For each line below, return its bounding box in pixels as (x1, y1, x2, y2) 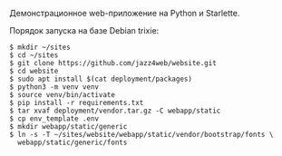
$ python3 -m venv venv (9, 83, 100, 92)
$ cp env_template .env (9, 114, 100, 123)
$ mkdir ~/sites (9, 43, 71, 52)
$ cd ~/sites (9, 51, 59, 60)
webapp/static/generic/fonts (17, 138, 128, 147)
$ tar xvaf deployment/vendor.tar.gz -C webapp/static (9, 106, 221, 115)
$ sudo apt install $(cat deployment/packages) (9, 74, 193, 83)
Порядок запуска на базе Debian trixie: (9, 25, 160, 35)
